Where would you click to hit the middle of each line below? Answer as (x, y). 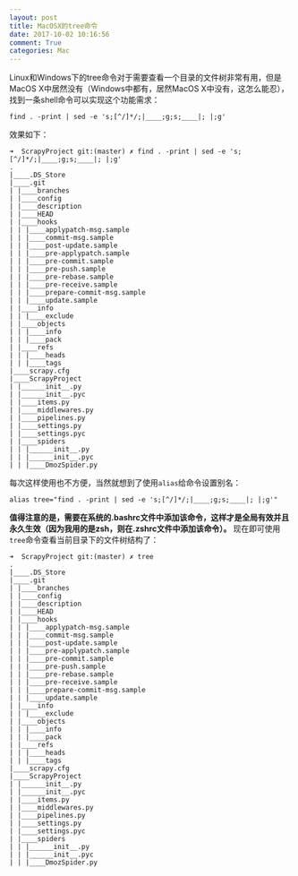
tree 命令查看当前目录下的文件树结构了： (84, 540)
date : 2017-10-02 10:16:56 (60, 34)
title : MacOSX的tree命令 (54, 26)
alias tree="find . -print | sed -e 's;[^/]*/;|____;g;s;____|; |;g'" (144, 500)
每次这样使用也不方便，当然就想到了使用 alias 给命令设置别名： (125, 483)
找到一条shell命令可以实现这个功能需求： (85, 100)
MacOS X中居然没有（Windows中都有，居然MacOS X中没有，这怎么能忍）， (149, 89)
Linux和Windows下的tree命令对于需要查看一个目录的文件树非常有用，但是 (145, 78)
